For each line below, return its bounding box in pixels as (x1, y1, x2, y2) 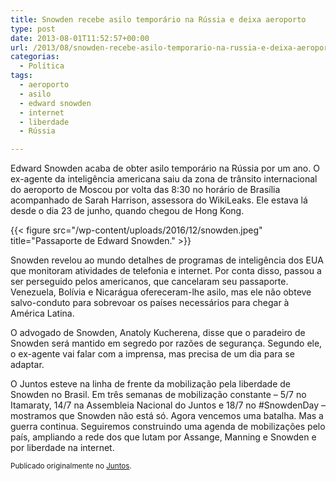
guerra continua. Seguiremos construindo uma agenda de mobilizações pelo (10, 421, 326, 433)
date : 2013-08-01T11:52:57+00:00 (10, 33, 150, 43)
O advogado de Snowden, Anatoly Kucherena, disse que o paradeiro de (10, 327, 306, 339)
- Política (19, 61, 65, 71)
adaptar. (10, 359, 45, 371)
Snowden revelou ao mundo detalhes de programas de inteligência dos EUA (10, 254, 324, 266)
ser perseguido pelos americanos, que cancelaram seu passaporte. (10, 276, 289, 288)
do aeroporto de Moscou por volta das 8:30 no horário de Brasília (10, 184, 281, 196)
